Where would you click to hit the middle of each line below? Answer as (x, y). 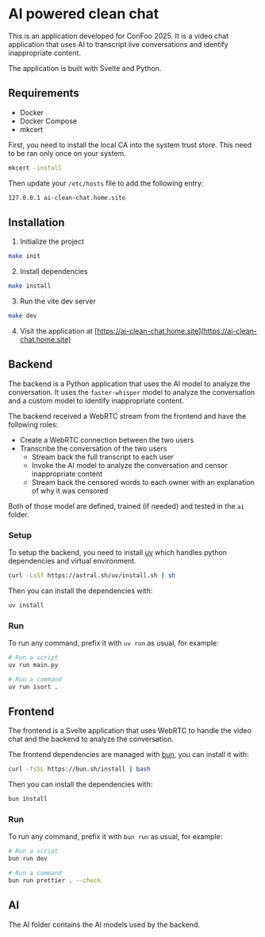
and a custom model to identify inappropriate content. (96, 400)
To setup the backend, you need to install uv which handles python (118, 552)
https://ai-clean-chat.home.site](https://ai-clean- (177, 330)
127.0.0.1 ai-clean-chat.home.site (67, 197)
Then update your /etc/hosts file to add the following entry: (106, 183)
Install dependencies (54, 271)
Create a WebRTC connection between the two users (107, 439)
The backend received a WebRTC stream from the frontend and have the (127, 416)
